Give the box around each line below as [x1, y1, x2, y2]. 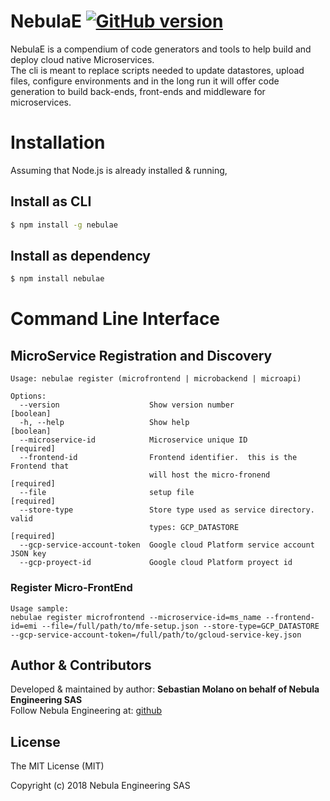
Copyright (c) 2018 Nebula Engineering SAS [10, 780, 191, 792]
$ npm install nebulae [10, 274, 105, 284]
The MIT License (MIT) [10, 760, 105, 772]
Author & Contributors [10, 656, 152, 674]
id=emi [10, 621, 38, 631]
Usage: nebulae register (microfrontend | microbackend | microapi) [10, 374, 302, 384]
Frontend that [10, 461, 70, 472]
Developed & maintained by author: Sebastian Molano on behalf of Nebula [10, 683, 320, 695]
